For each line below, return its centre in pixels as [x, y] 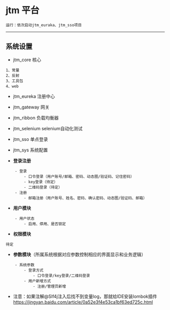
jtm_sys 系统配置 [31, 150]
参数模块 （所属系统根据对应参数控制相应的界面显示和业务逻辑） [79, 254]
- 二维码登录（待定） [43, 187]
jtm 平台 [23, 10]
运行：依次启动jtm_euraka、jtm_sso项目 [44, 25]
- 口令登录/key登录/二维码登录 [61, 276]
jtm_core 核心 [27, 60]
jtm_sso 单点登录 [31, 139]
